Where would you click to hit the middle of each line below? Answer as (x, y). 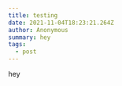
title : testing (33, 15)
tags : (17, 45)
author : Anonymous (38, 30)
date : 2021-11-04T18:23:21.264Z (61, 23)
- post (26, 52)
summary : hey (30, 37)
